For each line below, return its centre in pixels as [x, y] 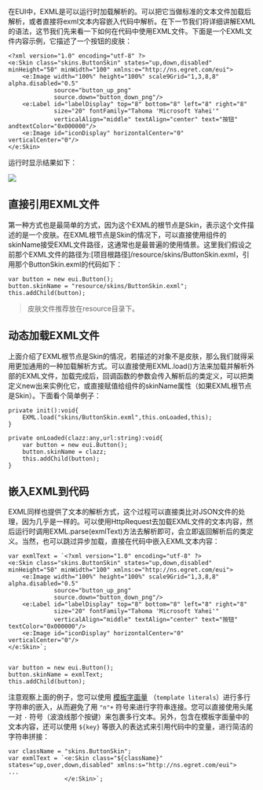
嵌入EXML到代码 [49, 491]
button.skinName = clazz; [65, 452]
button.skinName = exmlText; [56, 675]
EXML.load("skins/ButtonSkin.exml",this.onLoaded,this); [117, 417]
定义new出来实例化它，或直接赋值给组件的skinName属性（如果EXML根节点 [130, 386]
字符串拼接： [29, 736]
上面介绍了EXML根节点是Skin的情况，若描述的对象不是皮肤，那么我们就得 [128, 356]
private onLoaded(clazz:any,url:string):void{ [86, 438]
